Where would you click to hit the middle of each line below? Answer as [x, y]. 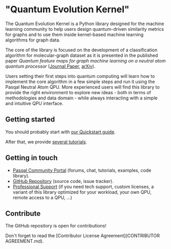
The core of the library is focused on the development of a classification [81, 50]
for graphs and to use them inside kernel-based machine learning [74, 34]
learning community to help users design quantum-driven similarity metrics [85, 29]
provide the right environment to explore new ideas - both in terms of [78, 92]
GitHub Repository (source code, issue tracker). [63, 181]
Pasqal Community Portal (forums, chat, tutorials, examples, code [82, 170]
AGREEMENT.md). [25, 241]
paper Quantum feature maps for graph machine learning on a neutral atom [85, 60]
